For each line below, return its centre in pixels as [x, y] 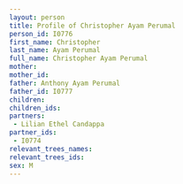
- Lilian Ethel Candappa [58, 125]
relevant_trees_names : [51, 149]
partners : [27, 116]
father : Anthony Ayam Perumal [65, 83]
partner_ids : [33, 133]
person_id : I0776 [41, 34]
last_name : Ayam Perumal [55, 50]
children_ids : [35, 108]
